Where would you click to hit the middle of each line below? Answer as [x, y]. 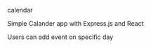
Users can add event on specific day [60, 37]
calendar [20, 10]
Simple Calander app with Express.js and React [75, 23]
